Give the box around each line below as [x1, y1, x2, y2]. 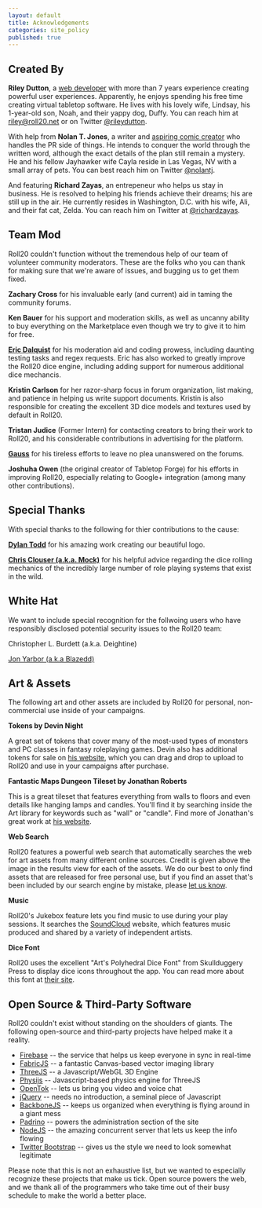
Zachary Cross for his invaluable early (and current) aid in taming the [8, 289, 233, 298]
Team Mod [8, 229, 61, 242]
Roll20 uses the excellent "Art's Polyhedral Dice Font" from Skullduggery [8, 958, 243, 968]
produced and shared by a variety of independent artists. [8, 928, 193, 937]
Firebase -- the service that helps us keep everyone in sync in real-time [19, 1050, 252, 1060]
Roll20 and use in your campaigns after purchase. [8, 761, 169, 771]
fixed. [8, 274, 27, 284]
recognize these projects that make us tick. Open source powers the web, [8, 1174, 247, 1184]
